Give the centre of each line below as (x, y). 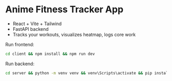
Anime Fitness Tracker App (64, 9)
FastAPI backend (30, 29)
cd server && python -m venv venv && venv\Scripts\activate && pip (79, 73)
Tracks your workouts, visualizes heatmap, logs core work (74, 34)
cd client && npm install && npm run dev (50, 54)
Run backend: (20, 64)
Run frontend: (20, 44)
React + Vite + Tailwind (37, 24)
